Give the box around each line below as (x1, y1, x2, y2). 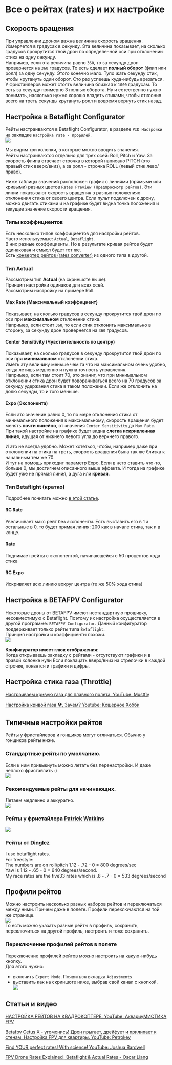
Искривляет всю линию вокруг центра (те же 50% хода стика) (5, 581, 143, 587)
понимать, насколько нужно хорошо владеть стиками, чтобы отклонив (5, 92, 162, 98)
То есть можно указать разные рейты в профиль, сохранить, (5, 923, 139, 929)
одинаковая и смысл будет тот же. (5, 246, 81, 253)
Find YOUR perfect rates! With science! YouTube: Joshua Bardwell (5, 1044, 145, 1051)
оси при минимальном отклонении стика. (5, 355, 99, 362)
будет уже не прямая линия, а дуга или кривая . (5, 471, 110, 477)
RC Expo (5, 569, 24, 576)
